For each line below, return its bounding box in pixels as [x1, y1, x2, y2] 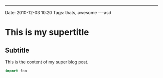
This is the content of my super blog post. [5, 59, 89, 65]
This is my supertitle [5, 27, 89, 38]
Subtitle [5, 46, 30, 54]
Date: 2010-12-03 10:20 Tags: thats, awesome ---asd [5, 10, 112, 15]
